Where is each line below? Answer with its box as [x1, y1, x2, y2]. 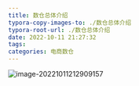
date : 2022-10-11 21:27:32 [8, 33, 97, 41]
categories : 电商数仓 [8, 48, 75, 56]
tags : [8, 41, 26, 48]
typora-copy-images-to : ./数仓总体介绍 [8, 19, 132, 27]
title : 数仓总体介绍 [8, 11, 68, 20]
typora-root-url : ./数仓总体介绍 [8, 26, 111, 34]
